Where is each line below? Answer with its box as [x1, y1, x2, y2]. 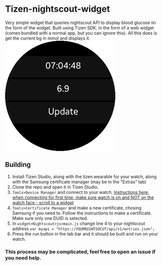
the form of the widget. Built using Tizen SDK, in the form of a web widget [5, 24, 154, 30]
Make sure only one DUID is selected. [12, 215, 88, 221]
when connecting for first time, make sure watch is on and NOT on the [12, 194, 154, 200]
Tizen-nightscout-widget [5, 3, 110, 15]
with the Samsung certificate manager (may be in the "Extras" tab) [12, 179, 147, 185]
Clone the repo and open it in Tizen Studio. [12, 184, 99, 190]
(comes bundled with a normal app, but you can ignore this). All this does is [5, 30, 158, 36]
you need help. [5, 254, 42, 261]
